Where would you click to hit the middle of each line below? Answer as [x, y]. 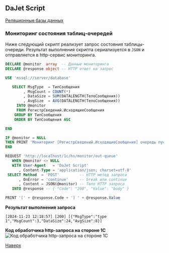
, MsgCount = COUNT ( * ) [47, 92]
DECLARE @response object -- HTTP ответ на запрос [59, 69]
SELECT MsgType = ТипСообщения [46, 87]
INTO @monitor [31, 106]
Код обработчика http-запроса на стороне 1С [56, 230]
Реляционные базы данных [34, 20]
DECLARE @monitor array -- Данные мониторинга [57, 64]
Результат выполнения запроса [40, 207]
